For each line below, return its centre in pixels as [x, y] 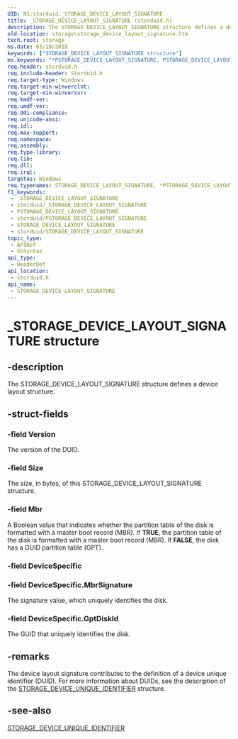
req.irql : [22, 172]
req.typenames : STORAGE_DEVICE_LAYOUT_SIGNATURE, [82, 185]
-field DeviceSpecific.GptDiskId [63, 618]
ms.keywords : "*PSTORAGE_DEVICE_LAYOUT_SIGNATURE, [84, 60]
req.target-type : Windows [45, 80]
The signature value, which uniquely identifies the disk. [88, 600]
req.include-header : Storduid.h [55, 73]
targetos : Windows [34, 179]
